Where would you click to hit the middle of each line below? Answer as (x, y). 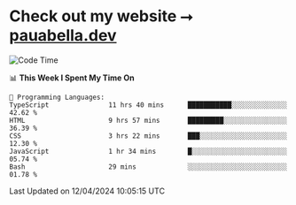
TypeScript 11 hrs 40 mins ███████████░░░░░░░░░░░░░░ (148, 105)
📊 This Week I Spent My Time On (72, 78)
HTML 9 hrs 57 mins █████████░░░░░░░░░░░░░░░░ (148, 120)
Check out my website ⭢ (101, 16)
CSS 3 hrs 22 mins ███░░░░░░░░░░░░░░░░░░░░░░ (148, 136)
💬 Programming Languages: (57, 97)
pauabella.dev (63, 36)
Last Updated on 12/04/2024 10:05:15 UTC (87, 191)
